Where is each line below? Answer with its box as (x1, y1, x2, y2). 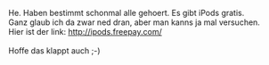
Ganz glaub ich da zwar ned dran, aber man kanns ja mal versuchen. (8, 17, 260, 28)
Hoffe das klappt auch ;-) (8, 45, 101, 56)
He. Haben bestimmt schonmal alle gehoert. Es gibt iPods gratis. (8, 8, 245, 18)
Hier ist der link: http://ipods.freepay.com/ (8, 27, 162, 37)
